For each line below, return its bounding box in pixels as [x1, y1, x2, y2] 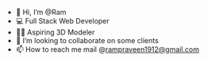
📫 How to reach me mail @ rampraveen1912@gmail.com [15, 45, 200, 54]
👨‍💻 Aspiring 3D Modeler [15, 27, 95, 37]
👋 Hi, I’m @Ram [15, 8, 67, 16]
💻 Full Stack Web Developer [15, 16, 110, 25]
